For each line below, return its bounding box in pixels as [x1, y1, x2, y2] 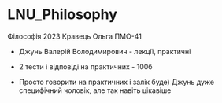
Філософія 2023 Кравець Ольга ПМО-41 [7, 31, 142, 41]
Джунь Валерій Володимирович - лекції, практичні [18, 46, 191, 56]
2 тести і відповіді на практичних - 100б [18, 61, 153, 72]
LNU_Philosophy [7, 6, 117, 24]
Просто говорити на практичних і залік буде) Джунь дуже [18, 77, 214, 86]
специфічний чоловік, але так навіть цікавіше [18, 85, 172, 95]
